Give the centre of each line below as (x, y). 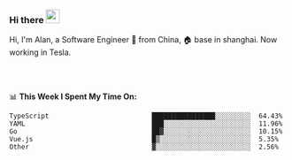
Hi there (27, 19)
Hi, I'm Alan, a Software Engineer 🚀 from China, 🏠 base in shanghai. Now (143, 40)
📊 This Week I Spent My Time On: (73, 96)
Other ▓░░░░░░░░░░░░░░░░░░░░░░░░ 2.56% (144, 147)
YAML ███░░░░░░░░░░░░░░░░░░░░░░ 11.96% (146, 124)
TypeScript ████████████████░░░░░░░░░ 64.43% (146, 116)
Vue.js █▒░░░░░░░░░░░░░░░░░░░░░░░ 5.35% (144, 140)
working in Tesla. (40, 52)
